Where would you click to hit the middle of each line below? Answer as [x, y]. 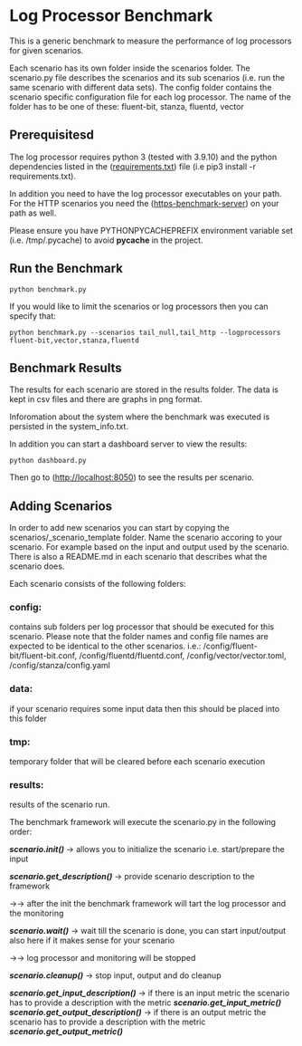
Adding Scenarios [61, 506]
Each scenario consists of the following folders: [98, 584]
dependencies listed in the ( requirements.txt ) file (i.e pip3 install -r [132, 166]
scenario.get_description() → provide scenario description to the [132, 877]
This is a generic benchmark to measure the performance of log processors [151, 41]
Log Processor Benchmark [111, 16]
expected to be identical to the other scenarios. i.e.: [105, 646]
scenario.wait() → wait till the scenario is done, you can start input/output [148, 931]
